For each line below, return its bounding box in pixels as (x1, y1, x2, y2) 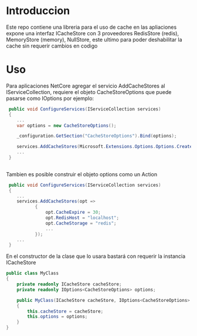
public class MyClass (6, 270, 59, 277)
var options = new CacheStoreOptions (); (16, 122, 117, 129)
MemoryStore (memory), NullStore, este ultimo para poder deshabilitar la (6, 36, 183, 43)
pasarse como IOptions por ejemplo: (6, 95, 94, 102)
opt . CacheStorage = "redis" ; (45, 220, 117, 226)
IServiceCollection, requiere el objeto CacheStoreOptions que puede (6, 88, 172, 95)
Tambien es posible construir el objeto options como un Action (6, 170, 158, 177)
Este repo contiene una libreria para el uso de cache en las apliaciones (6, 23, 177, 31)
